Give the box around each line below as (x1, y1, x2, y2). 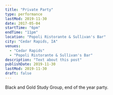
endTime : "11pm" (5, 30, 38, 35)
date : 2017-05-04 (5, 21, 41, 26)
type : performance (5, 12, 43, 17)
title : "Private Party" (5, 7, 54, 12)
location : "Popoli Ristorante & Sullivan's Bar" (5, 35, 106, 40)
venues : (5, 44, 21, 48)
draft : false (5, 71, 32, 76)
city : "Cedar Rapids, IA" (5, 39, 58, 44)
